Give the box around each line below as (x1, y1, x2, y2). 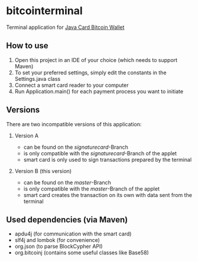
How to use (6, 41, 48, 51)
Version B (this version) (14, 167, 72, 175)
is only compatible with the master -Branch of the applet (23, 185, 160, 192)
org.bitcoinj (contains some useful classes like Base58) (14, 249, 149, 256)
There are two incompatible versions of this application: (6, 120, 142, 127)
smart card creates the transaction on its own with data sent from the (23, 191, 192, 198)
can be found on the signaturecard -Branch (23, 143, 128, 150)
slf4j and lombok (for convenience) (14, 237, 100, 244)
